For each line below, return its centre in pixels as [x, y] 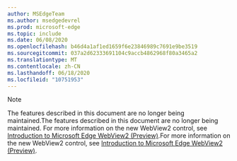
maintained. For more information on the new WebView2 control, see [107, 129]
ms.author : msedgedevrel [44, 20]
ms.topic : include [34, 34]
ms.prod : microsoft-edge [44, 27]
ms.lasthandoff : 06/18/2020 [49, 73]
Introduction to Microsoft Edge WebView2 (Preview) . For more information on [119, 136]
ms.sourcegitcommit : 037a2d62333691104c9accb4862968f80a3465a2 [103, 54]
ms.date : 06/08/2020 [38, 40]
